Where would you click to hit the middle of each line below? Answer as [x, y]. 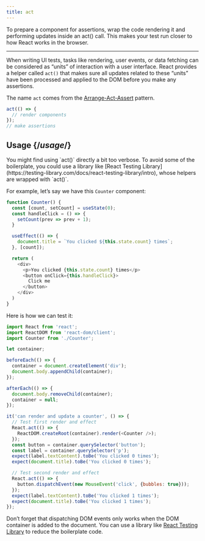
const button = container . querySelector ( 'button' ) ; [79, 445]
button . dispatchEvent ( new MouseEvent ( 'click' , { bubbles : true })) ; [103, 484]
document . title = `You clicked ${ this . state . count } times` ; [95, 242]
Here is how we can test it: [40, 315]
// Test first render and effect [54, 422]
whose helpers [178, 172]
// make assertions [31, 126]
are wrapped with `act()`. [38, 179]
